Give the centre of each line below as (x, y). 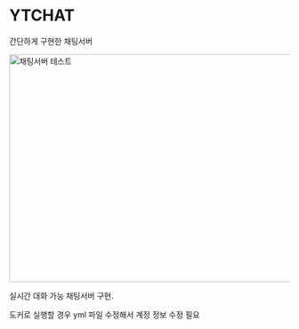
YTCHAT (42, 16)
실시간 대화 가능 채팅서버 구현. (61, 295)
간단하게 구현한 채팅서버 (51, 41)
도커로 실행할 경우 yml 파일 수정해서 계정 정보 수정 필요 (105, 314)
